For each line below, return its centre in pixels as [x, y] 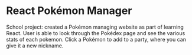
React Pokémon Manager [69, 11]
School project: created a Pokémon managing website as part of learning [95, 27]
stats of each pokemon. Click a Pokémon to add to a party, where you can [96, 39]
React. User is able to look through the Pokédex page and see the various [96, 33]
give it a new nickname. [35, 46]
